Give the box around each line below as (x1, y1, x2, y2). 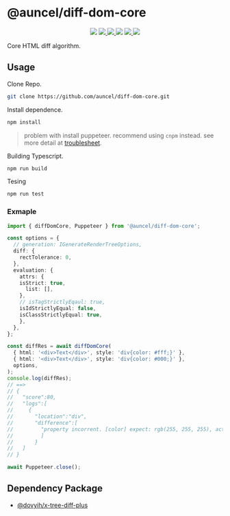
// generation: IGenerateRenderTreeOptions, (13, 242, 142, 248)
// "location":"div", (7, 413, 88, 420)
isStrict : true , (19, 279, 66, 286)
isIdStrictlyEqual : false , (19, 305, 97, 312)
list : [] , (25, 286, 53, 293)
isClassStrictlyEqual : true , (19, 311, 103, 318)
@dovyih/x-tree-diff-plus (16, 501, 88, 509)
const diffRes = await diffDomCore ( (7, 343, 112, 350)
